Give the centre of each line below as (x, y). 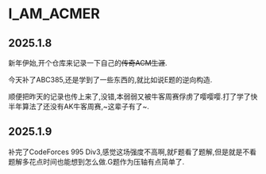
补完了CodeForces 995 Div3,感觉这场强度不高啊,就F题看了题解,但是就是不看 (132, 152)
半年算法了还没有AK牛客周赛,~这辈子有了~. (79, 106)
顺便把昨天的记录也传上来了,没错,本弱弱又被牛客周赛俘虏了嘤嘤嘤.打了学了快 (133, 96)
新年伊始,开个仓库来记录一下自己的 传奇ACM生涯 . (88, 63)
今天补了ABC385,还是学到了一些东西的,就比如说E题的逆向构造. (110, 79)
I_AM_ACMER (54, 14)
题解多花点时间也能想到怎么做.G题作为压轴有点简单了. (96, 161)
